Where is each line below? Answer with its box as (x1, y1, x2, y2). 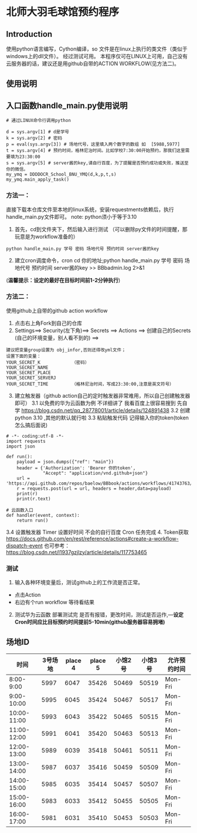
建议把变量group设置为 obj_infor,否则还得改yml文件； (6, 347, 126, 353)
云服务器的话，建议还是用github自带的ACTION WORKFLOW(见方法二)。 (6, 60, 180, 67)
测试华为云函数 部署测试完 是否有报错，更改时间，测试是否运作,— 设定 (14, 611, 184, 618)
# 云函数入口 (6, 507, 33, 513)
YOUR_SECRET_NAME (6, 364, 49, 370)
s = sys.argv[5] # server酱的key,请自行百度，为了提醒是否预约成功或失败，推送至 (6, 160, 189, 166)
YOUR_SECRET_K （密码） (6, 359, 90, 365)
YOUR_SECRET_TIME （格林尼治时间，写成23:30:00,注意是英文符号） (6, 381, 174, 387)
